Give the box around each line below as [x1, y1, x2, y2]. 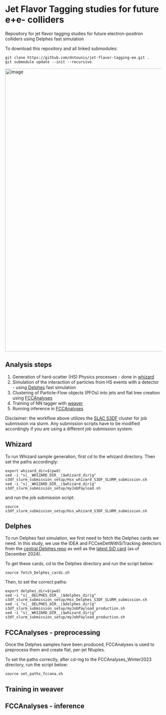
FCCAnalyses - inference [5, 702, 85, 710]
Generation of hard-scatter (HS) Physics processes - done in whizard [12, 373, 155, 379]
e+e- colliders [5, 14, 64, 25]
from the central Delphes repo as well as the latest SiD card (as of [5, 546, 140, 552]
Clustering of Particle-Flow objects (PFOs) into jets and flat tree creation [12, 389, 160, 395]
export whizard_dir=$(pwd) [5, 468, 61, 474]
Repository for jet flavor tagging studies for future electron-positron [5, 30, 143, 36]
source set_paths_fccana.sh [5, 671, 63, 677]
